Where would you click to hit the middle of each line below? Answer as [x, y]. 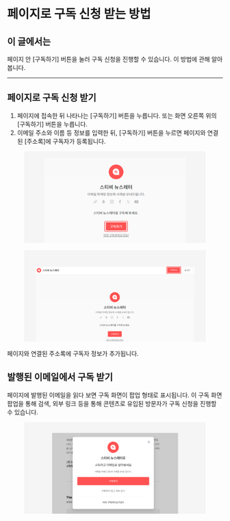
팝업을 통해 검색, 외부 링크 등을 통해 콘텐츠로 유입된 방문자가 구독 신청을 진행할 [112, 403]
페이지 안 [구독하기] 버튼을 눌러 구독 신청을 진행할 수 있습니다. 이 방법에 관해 [108, 59]
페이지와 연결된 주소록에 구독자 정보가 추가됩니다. [73, 353]
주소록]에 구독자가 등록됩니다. [66, 141]
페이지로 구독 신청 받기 [52, 98]
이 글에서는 [29, 41]
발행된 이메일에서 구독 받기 [60, 377]
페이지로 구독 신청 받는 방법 [79, 14]
